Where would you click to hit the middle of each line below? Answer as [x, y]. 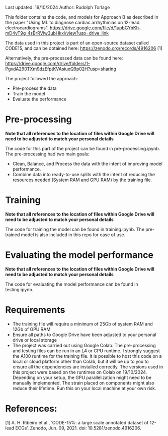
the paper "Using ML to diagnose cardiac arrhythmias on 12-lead [72, 22]
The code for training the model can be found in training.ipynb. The [75, 229]
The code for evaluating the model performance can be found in [72, 284]
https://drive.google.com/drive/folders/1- [48, 63]
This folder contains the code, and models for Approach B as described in [82, 17]
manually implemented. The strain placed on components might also [83, 383]
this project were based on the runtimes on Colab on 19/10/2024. [80, 372]
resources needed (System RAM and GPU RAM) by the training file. [82, 180]
